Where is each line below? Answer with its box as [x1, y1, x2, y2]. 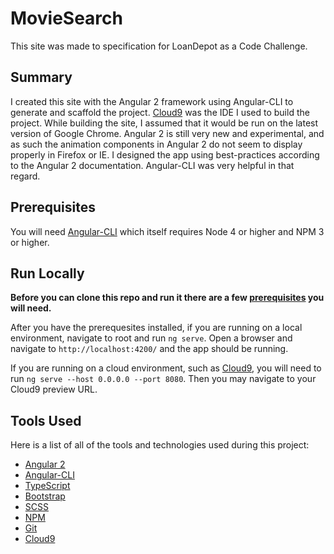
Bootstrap [24, 490, 66, 502]
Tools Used [10, 412, 82, 429]
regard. [10, 170, 41, 182]
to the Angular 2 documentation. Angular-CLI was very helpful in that [10, 159, 295, 171]
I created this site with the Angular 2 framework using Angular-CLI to [10, 95, 294, 107]
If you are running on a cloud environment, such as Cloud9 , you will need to [10, 362, 322, 374]
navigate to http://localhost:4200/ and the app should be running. [10, 343, 289, 355]
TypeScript [24, 480, 71, 492]
